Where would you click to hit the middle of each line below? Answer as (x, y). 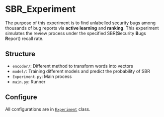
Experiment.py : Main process (42, 76)
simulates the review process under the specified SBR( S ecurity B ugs (76, 33)
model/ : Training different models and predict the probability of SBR (81, 71)
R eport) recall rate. (24, 39)
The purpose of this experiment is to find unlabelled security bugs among (80, 23)
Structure (20, 54)
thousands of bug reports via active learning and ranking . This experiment (82, 28)
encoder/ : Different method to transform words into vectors (73, 66)
